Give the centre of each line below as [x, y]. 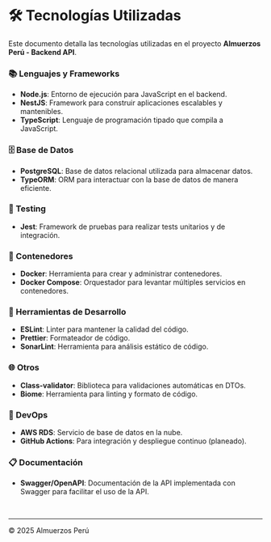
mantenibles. [42, 112]
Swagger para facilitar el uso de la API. [84, 492]
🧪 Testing [27, 209]
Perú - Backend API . [43, 52]
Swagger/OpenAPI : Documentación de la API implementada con [127, 483]
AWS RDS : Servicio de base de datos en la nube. [101, 433]
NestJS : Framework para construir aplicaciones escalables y [121, 103]
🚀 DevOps [28, 415]
